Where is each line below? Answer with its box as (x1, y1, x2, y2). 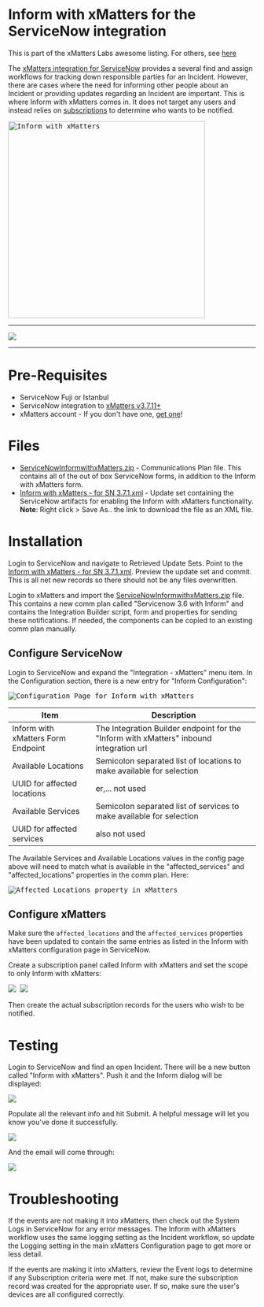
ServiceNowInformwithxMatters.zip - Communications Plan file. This (19, 462, 242, 472)
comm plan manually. (8, 624, 77, 633)
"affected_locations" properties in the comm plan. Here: (8, 870, 189, 879)
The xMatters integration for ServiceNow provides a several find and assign (8, 63, 253, 72)
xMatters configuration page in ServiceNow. (8, 945, 151, 955)
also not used (95, 828, 145, 839)
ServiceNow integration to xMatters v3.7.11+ (19, 400, 161, 410)
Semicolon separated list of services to (95, 800, 240, 811)
